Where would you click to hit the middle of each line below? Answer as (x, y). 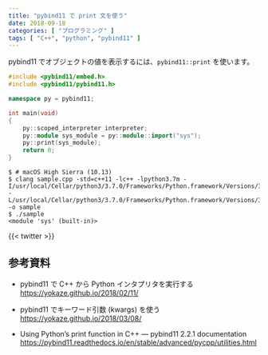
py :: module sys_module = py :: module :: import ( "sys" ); (112, 136)
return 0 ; (39, 150)
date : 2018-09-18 (37, 23)
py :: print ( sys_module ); (62, 143)
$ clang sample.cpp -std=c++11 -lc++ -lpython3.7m (94, 179)
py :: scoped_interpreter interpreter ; (85, 128)
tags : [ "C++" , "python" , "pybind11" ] (75, 38)
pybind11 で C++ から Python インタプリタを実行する (106, 284)
